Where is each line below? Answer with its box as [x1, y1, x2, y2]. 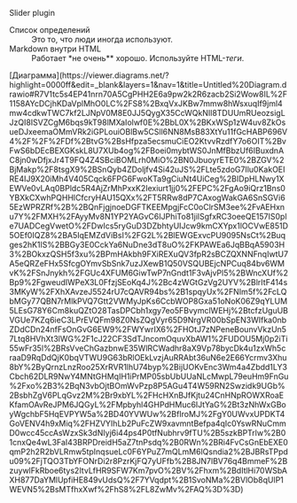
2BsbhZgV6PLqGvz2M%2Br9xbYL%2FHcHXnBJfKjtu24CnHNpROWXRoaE [9, 390, 285, 400]
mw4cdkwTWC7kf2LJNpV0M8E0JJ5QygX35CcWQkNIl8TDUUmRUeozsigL [9, 108, 285, 118]
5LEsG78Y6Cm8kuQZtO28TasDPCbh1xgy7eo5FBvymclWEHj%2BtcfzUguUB [9, 306, 289, 315]
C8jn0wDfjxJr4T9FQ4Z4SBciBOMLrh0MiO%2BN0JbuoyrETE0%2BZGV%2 [9, 155, 285, 165]
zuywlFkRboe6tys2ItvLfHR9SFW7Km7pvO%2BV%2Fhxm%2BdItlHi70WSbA [9, 465, 288, 476]
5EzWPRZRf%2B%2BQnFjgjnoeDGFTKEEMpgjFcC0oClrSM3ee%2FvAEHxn [9, 202, 285, 212]
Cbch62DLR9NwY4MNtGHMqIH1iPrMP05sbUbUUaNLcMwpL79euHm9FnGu [9, 371, 289, 382]
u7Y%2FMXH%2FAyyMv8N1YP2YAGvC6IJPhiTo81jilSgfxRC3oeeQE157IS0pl [9, 212, 287, 221]
